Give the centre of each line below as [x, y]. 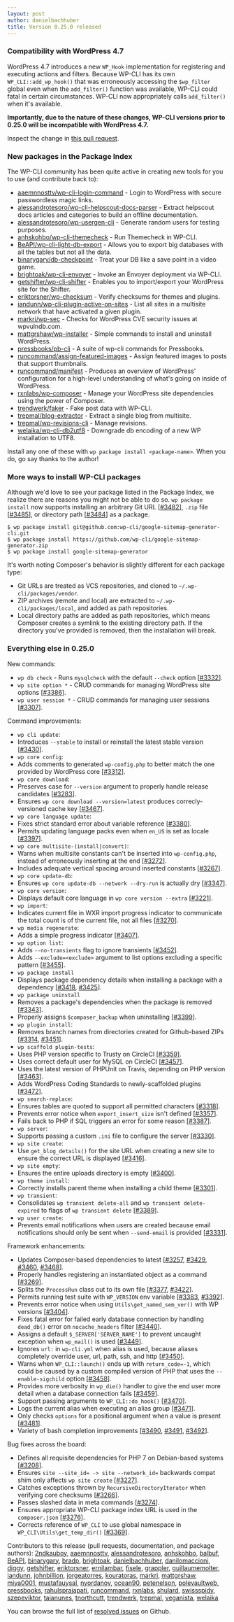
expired [28, 1211]
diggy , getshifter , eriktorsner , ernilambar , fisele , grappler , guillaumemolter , [114, 1567]
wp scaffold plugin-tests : [56, 1046]
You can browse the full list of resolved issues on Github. [89, 1611]
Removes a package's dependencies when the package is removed [115, 1002]
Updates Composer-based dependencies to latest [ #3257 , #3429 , [112, 1260]
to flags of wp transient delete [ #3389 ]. [100, 1210]
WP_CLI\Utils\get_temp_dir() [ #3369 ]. [73, 1532]
